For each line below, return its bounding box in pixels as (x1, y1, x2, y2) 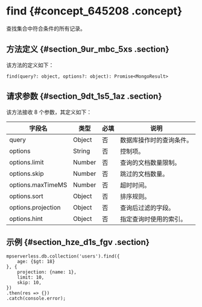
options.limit (9, 158, 44, 166)
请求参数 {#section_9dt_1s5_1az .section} (6, 91, 162, 102)
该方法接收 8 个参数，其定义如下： (6, 108, 92, 116)
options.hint (9, 214, 43, 223)
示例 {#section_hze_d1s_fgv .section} (6, 237, 150, 247)
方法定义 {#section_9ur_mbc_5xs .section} (6, 44, 170, 55)
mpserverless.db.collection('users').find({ (6, 253, 120, 259)
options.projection (9, 203, 61, 211)
